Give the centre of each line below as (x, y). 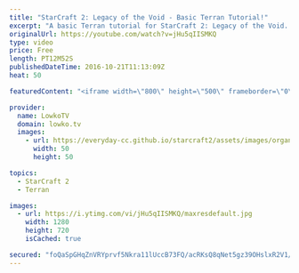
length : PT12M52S (41, 59)
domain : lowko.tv (49, 124)
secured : (25, 254)
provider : (28, 108)
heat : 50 (25, 76)
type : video (31, 42)
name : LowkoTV (43, 116)
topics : (24, 173)
